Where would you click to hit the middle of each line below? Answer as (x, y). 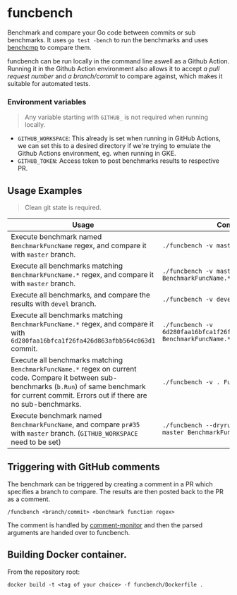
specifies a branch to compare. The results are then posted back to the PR (115, 491)
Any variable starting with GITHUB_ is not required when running (116, 117)
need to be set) (36, 442)
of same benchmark (113, 387)
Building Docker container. (67, 555)
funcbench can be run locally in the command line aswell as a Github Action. (119, 61)
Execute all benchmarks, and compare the (80, 295)
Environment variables (47, 102)
